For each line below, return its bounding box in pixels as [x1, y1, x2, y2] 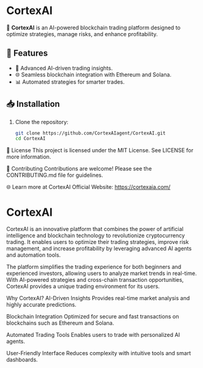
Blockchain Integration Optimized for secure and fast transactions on [6, 313, 179, 320]
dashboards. [6, 356, 38, 364]
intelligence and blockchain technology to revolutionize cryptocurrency [6, 232, 185, 239]
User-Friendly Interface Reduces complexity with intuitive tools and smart [6, 350, 191, 357]
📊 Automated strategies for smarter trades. [15, 78, 125, 86]
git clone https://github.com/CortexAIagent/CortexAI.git [15, 130, 166, 136]
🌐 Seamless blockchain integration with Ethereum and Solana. [15, 71, 172, 78]
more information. [6, 153, 51, 161]
